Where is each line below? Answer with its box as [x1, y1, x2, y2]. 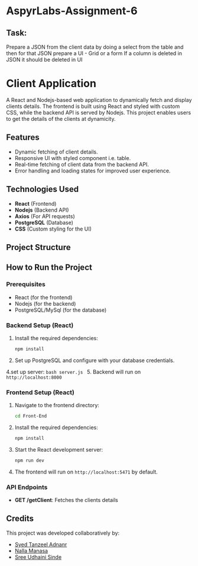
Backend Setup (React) [6, 321, 74, 330]
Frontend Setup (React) [6, 388, 75, 396]
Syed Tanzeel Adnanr [14, 541, 67, 548]
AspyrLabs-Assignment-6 [6, 4, 138, 18]
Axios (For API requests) [14, 212, 75, 220]
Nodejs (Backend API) [14, 206, 69, 213]
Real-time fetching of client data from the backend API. [14, 161, 149, 168]
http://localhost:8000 [6, 375, 62, 380]
